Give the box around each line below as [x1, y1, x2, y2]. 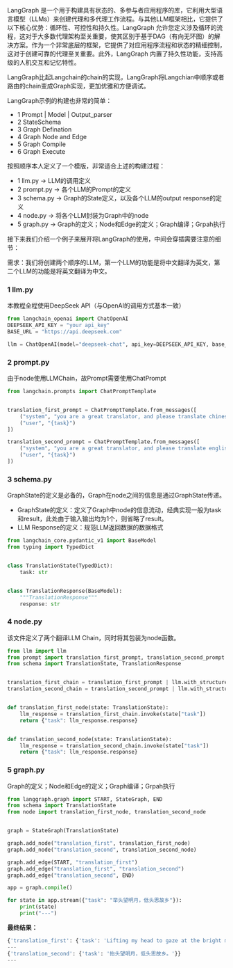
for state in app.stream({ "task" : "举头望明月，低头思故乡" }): [7, 897, 182, 904]
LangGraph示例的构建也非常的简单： [7, 97, 112, 104]
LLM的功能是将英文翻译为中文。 [19, 267, 111, 275]
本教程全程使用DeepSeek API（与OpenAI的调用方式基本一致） [7, 301, 185, 310]
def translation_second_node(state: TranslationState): [7, 736, 172, 743]
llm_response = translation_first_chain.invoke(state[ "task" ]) [19, 711, 207, 717]
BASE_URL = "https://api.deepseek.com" [7, 328, 123, 335]
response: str [19, 601, 60, 608]
